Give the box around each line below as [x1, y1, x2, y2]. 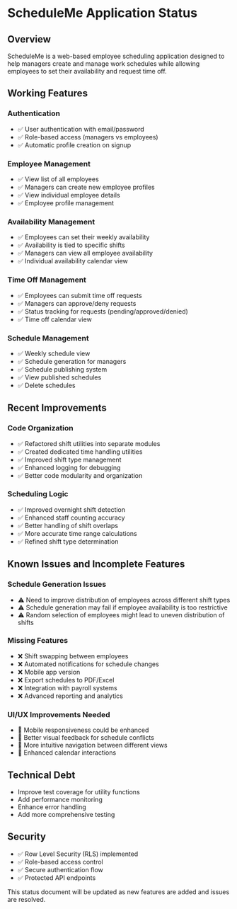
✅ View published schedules [17, 373, 102, 382]
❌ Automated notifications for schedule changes [17, 660, 159, 668]
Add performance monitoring [17, 795, 103, 804]
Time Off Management [7, 275, 87, 285]
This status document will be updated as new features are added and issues [7, 887, 230, 896]
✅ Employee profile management [17, 198, 115, 207]
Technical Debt [7, 769, 76, 781]
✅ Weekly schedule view [17, 349, 91, 358]
